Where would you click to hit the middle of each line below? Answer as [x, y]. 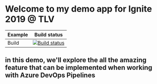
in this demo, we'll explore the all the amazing [76, 60]
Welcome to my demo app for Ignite [78, 9]
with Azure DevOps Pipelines [50, 76]
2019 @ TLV [30, 19]
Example [18, 34]
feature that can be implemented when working [79, 68]
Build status [49, 34]
